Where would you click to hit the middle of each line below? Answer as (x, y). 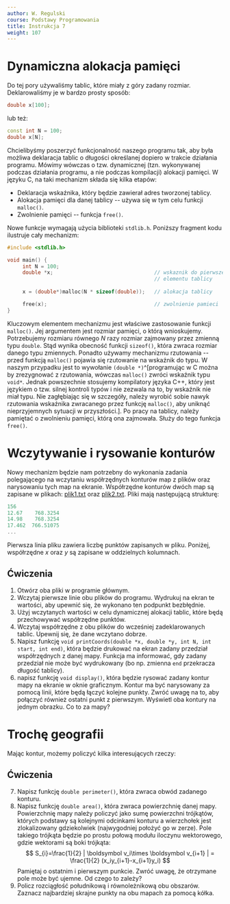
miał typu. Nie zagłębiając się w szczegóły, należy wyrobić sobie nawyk (108, 396)
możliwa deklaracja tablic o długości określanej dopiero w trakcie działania (112, 158)
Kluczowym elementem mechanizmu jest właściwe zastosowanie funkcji (109, 323)
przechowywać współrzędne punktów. (72, 619)
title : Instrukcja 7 (37, 26)
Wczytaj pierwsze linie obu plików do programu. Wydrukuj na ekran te (116, 597)
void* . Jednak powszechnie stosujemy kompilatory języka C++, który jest (111, 381)
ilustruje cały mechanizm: (43, 235)
